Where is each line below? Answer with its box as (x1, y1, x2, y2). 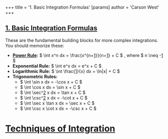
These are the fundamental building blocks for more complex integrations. (5, 37, 158, 43)
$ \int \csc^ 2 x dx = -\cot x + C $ (20, 94, 88, 100)
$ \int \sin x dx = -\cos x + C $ (20, 78, 83, 84)
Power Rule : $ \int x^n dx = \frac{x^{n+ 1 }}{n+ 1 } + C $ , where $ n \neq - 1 (12, 52, 163, 58)
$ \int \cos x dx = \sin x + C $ (20, 84, 81, 90)
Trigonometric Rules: (12, 73, 58, 79)
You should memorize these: (5, 42, 64, 48)
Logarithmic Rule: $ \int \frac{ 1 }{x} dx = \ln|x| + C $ (12, 68, 120, 74)
